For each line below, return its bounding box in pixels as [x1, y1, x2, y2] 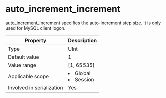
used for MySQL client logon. [5, 25, 66, 31]
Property [24, 37, 47, 44]
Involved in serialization [8, 84, 64, 91]
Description [68, 37, 97, 44]
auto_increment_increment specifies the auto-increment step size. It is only [5, 20, 161, 26]
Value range [8, 61, 36, 68]
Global [75, 70, 91, 77]
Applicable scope [8, 73, 49, 80]
